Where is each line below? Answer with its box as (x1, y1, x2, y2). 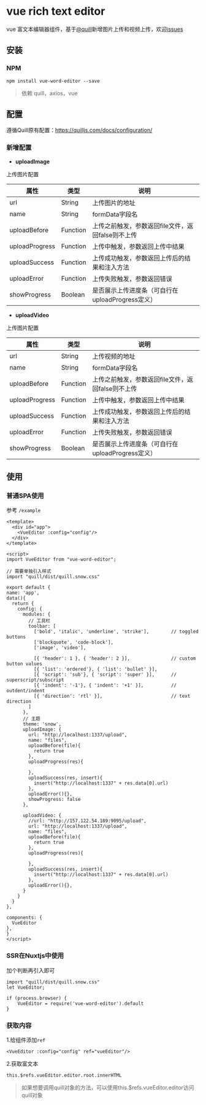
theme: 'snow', (22, 721, 62, 727)
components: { (6, 915, 43, 921)
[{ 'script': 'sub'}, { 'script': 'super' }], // (33, 671, 177, 678)
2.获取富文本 (6, 1060, 39, 1068)
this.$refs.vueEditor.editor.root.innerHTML (6, 1072, 122, 1079)
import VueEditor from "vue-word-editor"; (6, 556, 116, 563)
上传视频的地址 (92, 352, 136, 361)
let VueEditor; (6, 984, 45, 990)
